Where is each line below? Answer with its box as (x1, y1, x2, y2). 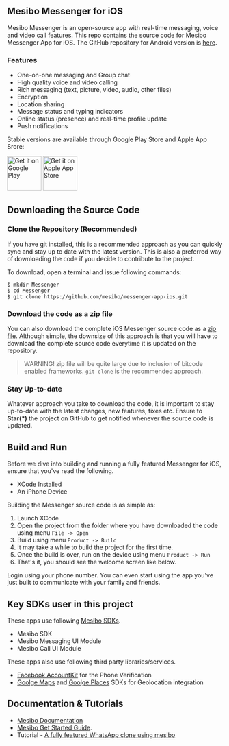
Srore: (7, 143, 25, 151)
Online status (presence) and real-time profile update (16, 115, 167, 123)
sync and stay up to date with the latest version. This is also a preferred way (7, 247, 222, 256)
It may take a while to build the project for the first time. (16, 543, 173, 551)
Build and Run (7, 442, 67, 453)
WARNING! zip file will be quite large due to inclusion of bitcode (23, 360, 203, 368)
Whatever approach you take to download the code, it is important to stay (7, 400, 215, 408)
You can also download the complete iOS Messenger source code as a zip (7, 325, 217, 333)
